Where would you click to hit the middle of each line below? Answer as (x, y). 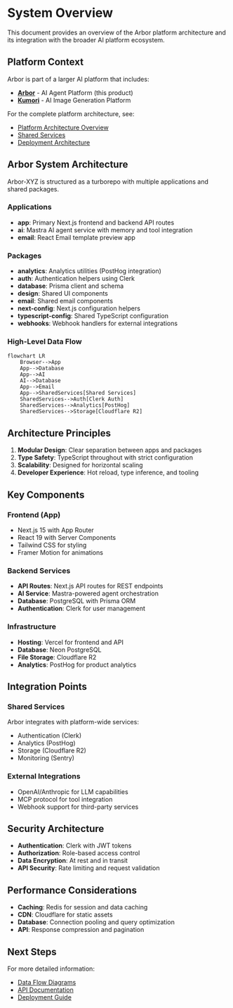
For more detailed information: (51, 969)
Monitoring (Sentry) (46, 758)
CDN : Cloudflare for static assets (65, 915)
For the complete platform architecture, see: (71, 113)
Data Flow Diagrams (47, 982)
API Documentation (45, 990)
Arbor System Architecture (68, 164)
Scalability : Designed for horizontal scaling (80, 465)
